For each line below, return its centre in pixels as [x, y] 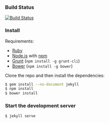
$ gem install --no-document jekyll [42, 84]
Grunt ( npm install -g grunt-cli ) [46, 61]
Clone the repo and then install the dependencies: [55, 75]
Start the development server [40, 106]
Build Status [20, 7]
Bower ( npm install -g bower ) [42, 66]
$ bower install [21, 93]
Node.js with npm [30, 55]
